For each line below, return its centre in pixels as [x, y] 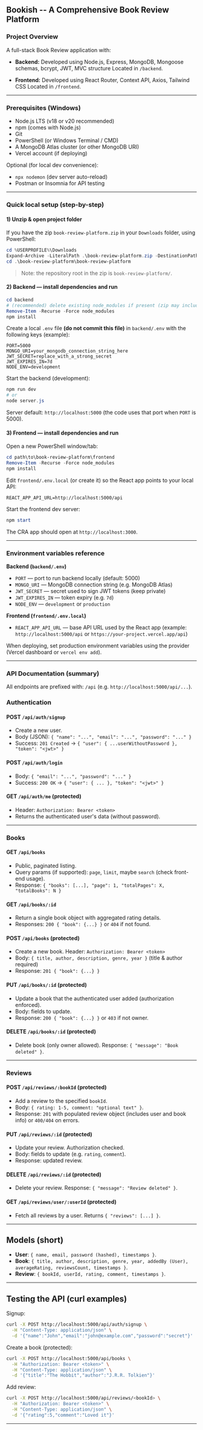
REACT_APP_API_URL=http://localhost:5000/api [64, 498]
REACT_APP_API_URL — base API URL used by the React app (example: [101, 628]
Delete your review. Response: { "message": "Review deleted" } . [96, 1188]
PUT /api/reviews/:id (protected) [49, 1134]
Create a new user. [38, 730]
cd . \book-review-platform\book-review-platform [69, 261]
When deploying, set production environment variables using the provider [98, 646]
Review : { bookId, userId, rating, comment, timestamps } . [90, 1274]
